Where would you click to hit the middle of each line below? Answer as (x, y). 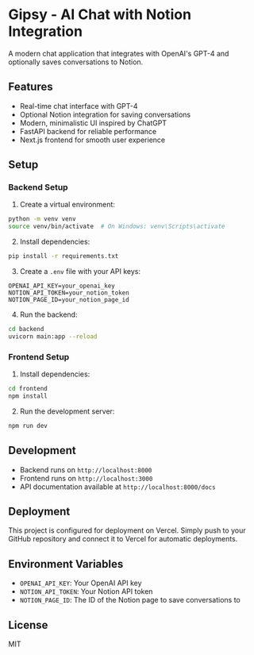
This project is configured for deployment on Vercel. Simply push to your (127, 530)
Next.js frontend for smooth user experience (92, 140)
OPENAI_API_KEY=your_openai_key (62, 286)
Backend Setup (38, 187)
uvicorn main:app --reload (53, 336)
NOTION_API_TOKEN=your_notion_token (69, 293)
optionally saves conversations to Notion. (76, 62)
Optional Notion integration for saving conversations (105, 114)
